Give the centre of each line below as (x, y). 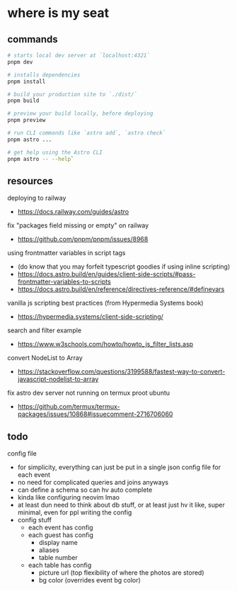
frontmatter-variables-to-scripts (64, 282)
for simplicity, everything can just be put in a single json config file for (119, 467)
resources (30, 181)
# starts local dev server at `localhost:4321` (79, 55)
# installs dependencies (44, 75)
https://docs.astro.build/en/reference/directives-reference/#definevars (121, 289)
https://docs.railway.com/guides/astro (73, 212)
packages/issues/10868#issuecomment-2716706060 (95, 414)
